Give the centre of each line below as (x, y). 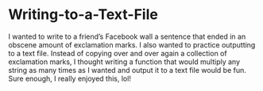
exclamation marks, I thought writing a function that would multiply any (124, 62)
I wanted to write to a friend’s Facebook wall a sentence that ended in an (127, 36)
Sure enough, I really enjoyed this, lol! (70, 78)
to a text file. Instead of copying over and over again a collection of (118, 53)
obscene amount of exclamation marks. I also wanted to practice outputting (132, 44)
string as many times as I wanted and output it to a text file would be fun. (127, 70)
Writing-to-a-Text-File (83, 15)
